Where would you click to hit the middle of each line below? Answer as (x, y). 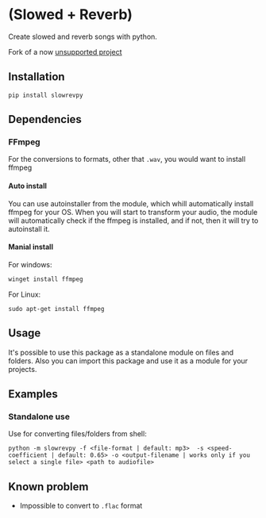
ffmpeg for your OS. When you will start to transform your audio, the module (133, 212)
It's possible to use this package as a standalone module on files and (121, 352)
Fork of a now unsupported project (65, 52)
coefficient (28, 455)
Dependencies (45, 119)
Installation (37, 77)
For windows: (31, 264)
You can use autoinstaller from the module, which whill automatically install (131, 203)
